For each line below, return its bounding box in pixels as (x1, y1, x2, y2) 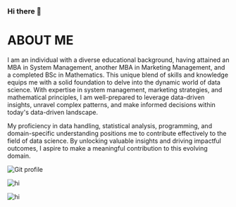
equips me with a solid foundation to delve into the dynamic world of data (7, 77, 221, 87)
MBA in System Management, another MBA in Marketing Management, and (7, 63, 225, 71)
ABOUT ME (7, 32, 74, 49)
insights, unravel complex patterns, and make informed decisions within (7, 100, 216, 108)
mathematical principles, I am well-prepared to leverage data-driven (7, 93, 205, 101)
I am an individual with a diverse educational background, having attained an (7, 56, 230, 64)
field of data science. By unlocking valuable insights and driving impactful (7, 137, 222, 145)
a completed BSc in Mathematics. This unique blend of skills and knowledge (7, 70, 229, 79)
